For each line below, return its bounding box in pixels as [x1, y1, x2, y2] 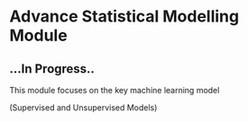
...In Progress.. [9, 61, 95, 76]
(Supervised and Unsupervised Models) [9, 102, 158, 113]
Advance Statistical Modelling [9, 6, 240, 27]
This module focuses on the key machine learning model [9, 85, 220, 95]
